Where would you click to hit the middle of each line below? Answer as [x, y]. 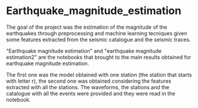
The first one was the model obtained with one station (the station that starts [99, 75]
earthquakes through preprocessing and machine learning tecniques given [97, 33]
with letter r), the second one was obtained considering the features [89, 81]
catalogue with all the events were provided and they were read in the [91, 93]
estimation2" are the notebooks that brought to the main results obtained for [99, 57]
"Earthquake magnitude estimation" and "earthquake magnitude [84, 50]
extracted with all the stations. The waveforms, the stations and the [88, 87]
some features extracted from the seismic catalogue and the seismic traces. [98, 39]
